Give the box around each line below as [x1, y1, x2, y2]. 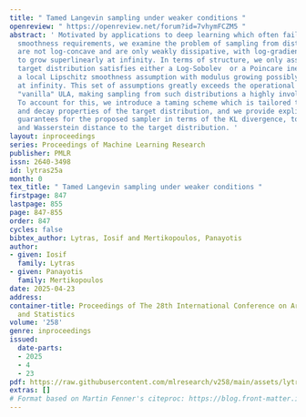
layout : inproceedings [9, 132, 96, 141]
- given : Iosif [9, 250, 67, 259]
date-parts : [17, 343, 64, 352]
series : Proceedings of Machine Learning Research [9, 140, 206, 149]
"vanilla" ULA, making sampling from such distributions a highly [17, 89, 275, 98]
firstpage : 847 [9, 191, 67, 200]
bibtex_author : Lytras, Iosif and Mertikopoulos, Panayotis [9, 233, 243, 242]
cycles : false [9, 225, 64, 234]
